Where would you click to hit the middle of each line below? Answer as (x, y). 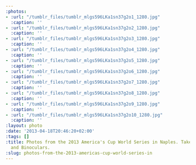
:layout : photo (24, 126)
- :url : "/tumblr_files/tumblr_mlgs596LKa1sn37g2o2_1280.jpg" (83, 28)
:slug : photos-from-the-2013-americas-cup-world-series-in (79, 153)
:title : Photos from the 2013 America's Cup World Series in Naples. (92, 142)
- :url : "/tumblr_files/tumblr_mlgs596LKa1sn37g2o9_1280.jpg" (83, 104)
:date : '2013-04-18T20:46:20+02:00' (50, 131)
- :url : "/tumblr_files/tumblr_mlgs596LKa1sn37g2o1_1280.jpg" (83, 17)
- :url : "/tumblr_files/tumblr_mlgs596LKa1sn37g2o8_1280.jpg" (83, 93)
